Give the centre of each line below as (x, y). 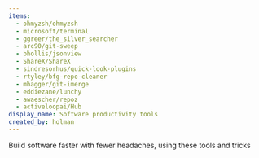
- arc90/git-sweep (47, 46)
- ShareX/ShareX (43, 62)
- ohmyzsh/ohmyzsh (47, 24)
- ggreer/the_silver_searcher (67, 39)
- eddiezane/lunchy (49, 92)
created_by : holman (42, 122)
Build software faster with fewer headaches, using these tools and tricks (129, 145)
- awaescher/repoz (47, 99)
